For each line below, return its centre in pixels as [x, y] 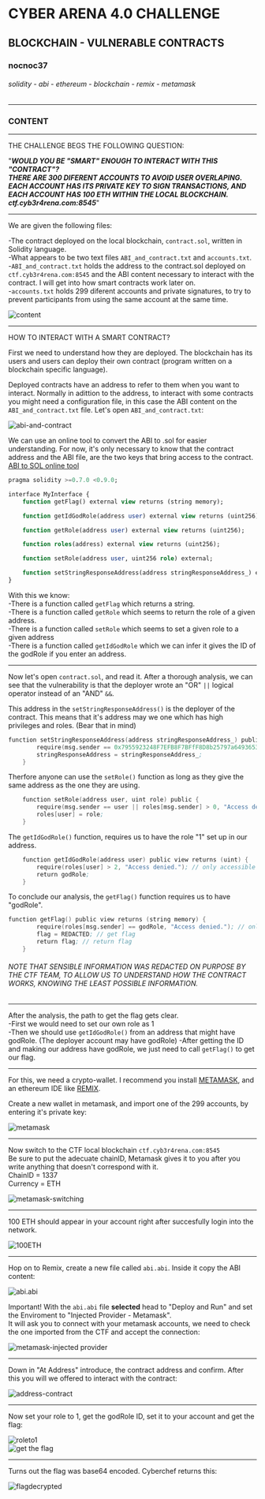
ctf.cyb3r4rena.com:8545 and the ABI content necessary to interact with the [131, 274]
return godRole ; [63, 874]
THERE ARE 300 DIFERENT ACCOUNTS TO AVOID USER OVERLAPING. [125, 178]
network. [23, 1230]
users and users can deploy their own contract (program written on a [120, 361]
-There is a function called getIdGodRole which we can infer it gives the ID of [132, 645]
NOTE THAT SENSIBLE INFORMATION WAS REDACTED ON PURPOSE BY [127, 966]
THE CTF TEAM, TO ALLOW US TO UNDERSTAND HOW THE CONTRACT [127, 975]
